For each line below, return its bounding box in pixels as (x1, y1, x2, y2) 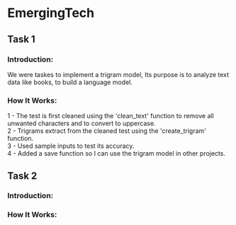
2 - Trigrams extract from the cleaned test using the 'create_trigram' (7, 127, 207, 135)
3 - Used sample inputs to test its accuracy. (7, 142, 135, 150)
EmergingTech (7, 5, 95, 21)
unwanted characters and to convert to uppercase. (7, 119, 156, 128)
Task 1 (7, 33, 35, 45)
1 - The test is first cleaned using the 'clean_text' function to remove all (7, 112, 214, 120)
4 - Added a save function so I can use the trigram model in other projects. (7, 149, 225, 158)
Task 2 (7, 170, 38, 182)
